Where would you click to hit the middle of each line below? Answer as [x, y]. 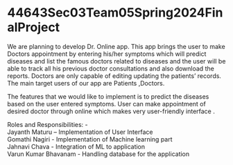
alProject [34, 27]
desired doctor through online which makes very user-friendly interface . [111, 111]
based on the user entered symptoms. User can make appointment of [106, 104]
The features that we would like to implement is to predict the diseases [108, 96]
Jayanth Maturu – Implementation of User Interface [80, 132]
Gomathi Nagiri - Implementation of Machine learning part [90, 139]
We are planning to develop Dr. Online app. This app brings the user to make [116, 46]
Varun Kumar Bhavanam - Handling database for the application [98, 154]
